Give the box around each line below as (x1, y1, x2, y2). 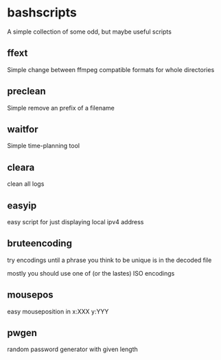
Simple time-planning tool (7, 142, 80, 150)
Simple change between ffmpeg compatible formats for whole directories (7, 65, 215, 73)
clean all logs (7, 180, 45, 188)
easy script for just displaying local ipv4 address (7, 218, 144, 226)
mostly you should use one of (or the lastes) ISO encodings (7, 269, 175, 277)
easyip (7, 200, 37, 211)
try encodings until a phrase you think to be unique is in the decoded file (7, 256, 212, 264)
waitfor (7, 123, 39, 135)
